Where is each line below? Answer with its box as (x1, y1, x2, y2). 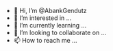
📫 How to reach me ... (13, 37, 77, 44)
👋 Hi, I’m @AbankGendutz (13, 7, 87, 14)
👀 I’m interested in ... (13, 14, 72, 22)
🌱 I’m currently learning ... (13, 21, 87, 29)
